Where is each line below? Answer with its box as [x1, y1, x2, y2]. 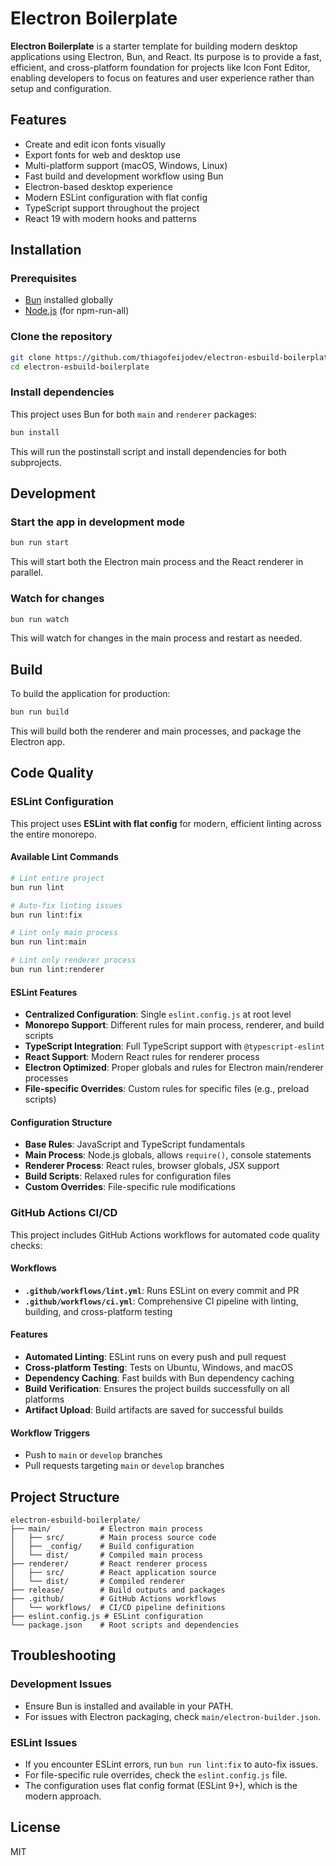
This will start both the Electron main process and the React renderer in [10, 556, 304, 568]
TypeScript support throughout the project [24, 202, 200, 214]
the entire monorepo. [10, 828, 98, 840]
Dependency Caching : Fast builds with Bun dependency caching [24, 1372, 295, 1384]
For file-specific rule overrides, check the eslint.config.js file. [24, 1769, 288, 1781]
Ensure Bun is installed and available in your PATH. [24, 1700, 234, 1712]
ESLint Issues [10, 1735, 78, 1749]
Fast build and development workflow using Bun [24, 170, 224, 182]
